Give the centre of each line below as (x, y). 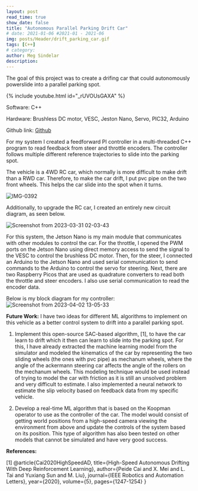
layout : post (22, 12)
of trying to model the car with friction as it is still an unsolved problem (100, 378)
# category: (21, 50)
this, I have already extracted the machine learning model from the (96, 346)
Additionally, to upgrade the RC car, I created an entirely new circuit (88, 207)
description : (22, 61)
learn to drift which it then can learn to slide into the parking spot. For (99, 340)
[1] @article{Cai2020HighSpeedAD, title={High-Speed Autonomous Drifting (98, 463)
